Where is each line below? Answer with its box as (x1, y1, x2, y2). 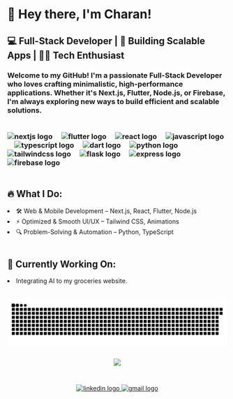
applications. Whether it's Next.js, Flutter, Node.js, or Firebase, (7, 87, 225, 97)
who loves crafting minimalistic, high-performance (7, 79, 183, 89)
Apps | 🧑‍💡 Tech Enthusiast (7, 49, 125, 61)
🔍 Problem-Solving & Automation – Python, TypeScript (16, 228, 174, 236)
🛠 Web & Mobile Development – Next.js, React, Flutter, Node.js (16, 207, 197, 215)
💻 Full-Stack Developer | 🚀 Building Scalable (7, 35, 206, 47)
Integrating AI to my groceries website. (16, 277, 128, 285)
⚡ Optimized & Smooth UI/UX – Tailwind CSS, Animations (16, 217, 179, 226)
